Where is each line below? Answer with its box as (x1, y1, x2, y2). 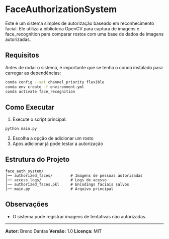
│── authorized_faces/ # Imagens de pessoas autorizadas (5, 173, 143, 178)
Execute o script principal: (12, 116, 67, 122)
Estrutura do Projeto (5, 155, 70, 164)
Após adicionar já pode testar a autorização (12, 140, 103, 147)
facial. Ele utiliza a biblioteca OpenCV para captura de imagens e (5, 25, 140, 31)
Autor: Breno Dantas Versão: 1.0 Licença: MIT (5, 228, 102, 234)
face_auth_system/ (5, 168, 44, 174)
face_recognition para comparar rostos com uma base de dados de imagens (5, 31, 164, 37)
